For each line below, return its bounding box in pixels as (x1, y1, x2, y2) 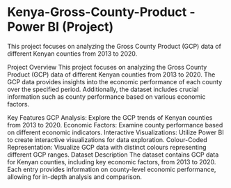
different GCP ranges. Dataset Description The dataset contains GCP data (7, 150, 219, 159)
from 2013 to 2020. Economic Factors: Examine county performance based (7, 120, 223, 129)
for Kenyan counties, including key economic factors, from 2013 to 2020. (7, 157, 216, 166)
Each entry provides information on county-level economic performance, (7, 165, 216, 173)
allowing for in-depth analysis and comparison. (7, 172, 143, 181)
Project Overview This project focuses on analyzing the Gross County (7, 63, 207, 71)
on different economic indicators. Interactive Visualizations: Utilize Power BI (7, 128, 224, 136)
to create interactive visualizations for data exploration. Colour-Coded (7, 135, 207, 143)
